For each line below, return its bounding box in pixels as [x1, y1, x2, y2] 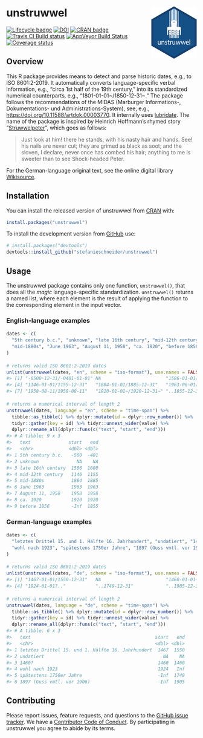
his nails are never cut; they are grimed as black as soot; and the [21, 142, 182, 150]
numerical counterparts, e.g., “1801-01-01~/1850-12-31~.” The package [6, 91, 183, 99]
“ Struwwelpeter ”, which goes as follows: [6, 124, 107, 131]
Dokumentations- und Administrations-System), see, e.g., [6, 105, 150, 112]
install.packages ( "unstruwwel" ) [6, 219, 88, 225]
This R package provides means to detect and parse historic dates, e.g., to [6, 73, 192, 80]
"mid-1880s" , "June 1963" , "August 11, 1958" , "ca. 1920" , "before [11, 344, 185, 350]
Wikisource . [6, 173, 36, 180]
